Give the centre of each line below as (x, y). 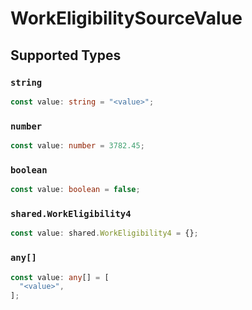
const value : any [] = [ (60, 277)
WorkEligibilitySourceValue (126, 18)
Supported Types (66, 55)
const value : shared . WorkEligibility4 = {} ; (104, 233)
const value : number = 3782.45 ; (77, 146)
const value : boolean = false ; (75, 190)
